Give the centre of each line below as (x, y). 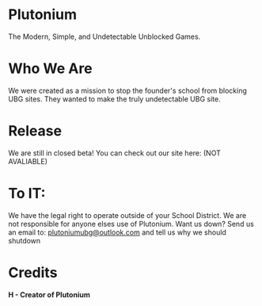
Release (35, 131)
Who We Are (50, 69)
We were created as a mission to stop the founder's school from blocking (128, 90)
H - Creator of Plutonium (49, 294)
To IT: (27, 193)
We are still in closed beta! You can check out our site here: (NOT (115, 153)
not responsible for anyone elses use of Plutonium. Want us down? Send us (131, 224)
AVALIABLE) (28, 161)
